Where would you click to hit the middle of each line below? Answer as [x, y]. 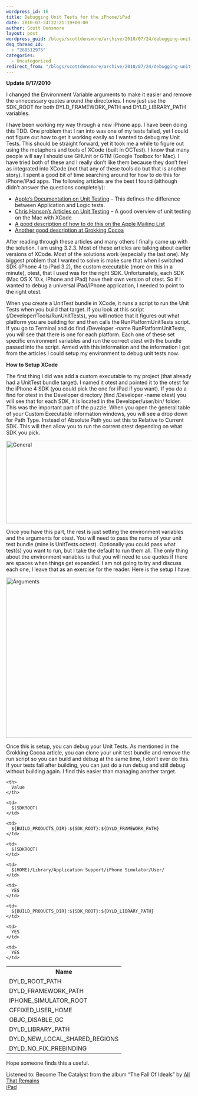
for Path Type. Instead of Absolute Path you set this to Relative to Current [95, 420]
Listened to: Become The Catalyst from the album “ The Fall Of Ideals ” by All [98, 1075]
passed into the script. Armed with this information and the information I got [98, 347]
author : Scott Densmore [35, 28]
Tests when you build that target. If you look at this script [75, 310]
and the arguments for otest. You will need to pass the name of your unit [94, 538]
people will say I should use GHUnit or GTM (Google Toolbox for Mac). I [93, 156]
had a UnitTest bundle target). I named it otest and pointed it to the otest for [98, 383]
